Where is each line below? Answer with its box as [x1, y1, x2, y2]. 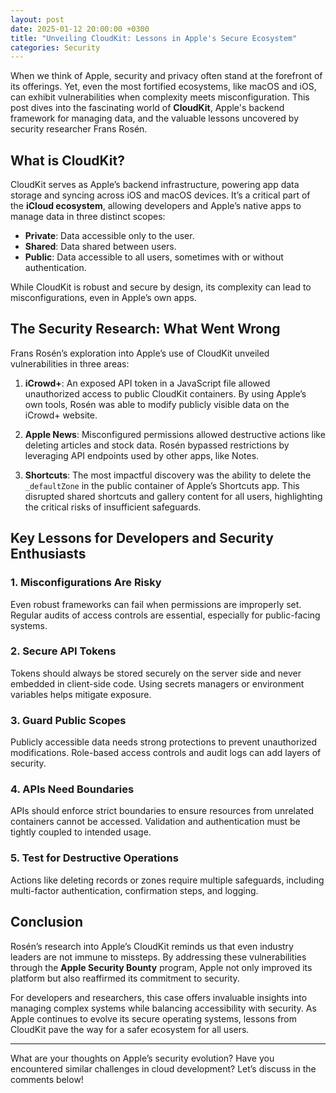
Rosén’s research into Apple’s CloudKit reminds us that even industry [10, 940, 294, 952]
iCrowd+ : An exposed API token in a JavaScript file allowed [24, 377, 271, 389]
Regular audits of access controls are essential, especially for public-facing [10, 609, 321, 621]
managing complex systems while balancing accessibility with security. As [10, 1002, 317, 1014]
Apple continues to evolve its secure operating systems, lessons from [10, 1012, 298, 1025]
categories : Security [10, 42, 101, 53]
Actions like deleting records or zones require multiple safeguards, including [10, 874, 325, 886]
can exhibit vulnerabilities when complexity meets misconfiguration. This [10, 91, 310, 103]
